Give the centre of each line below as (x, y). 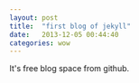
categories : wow (40, 43)
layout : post (34, 18)
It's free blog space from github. (69, 69)
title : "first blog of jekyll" (70, 26)
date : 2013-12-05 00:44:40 (64, 34)
